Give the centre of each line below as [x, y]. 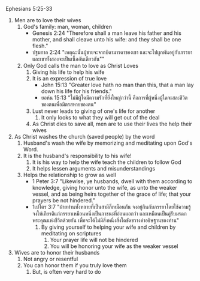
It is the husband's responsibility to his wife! [78, 156]
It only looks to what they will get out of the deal [100, 117]
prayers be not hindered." [63, 200]
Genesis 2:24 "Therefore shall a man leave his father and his [107, 33]
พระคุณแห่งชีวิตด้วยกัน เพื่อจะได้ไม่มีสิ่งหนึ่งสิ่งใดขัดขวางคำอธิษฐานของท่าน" [106, 220]
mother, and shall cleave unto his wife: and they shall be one [107, 39]
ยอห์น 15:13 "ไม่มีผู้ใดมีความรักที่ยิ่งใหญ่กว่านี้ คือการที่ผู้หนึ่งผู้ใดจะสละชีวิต [114, 98]
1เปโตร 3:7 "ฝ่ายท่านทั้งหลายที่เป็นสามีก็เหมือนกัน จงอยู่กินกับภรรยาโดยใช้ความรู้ [111, 207]
